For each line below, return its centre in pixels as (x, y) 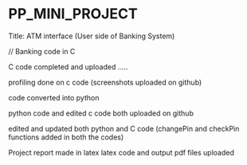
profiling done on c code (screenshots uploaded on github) (105, 82)
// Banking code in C (42, 51)
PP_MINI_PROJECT (73, 14)
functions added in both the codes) (66, 137)
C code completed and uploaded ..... (68, 67)
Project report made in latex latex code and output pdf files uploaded (122, 152)
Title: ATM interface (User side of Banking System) (92, 36)
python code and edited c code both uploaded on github (101, 113)
